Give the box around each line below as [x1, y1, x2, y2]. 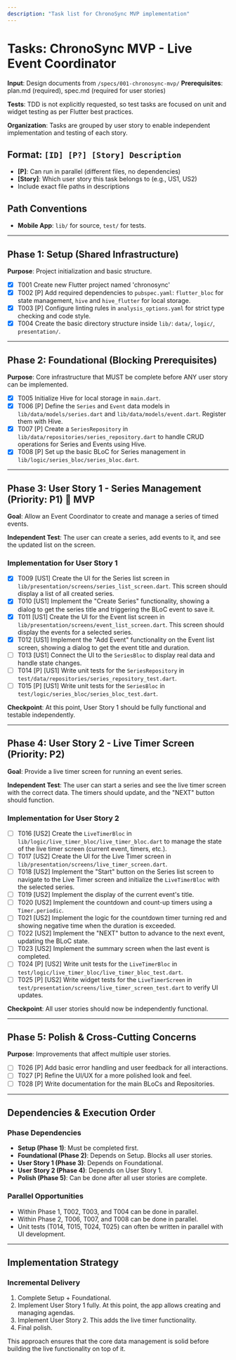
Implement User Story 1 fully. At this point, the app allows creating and [17, 1301, 221, 1309]
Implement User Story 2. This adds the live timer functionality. [17, 1316, 197, 1325]
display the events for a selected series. [17, 628, 133, 636]
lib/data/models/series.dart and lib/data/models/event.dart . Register [17, 410, 227, 418]
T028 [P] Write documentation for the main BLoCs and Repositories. [17, 1080, 215, 1088]
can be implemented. [7, 380, 69, 389]
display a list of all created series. [17, 590, 114, 598]
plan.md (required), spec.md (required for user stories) [7, 86, 166, 95]
